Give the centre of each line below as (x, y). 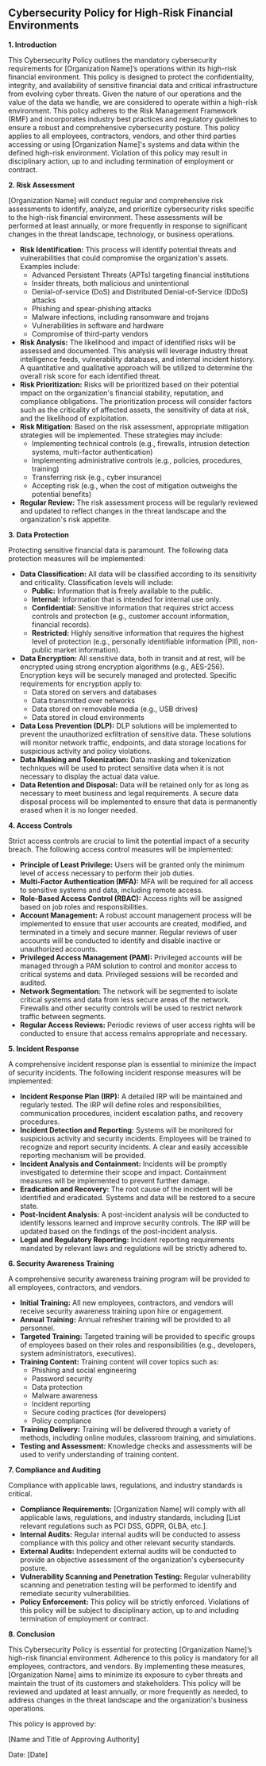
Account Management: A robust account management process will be (136, 915)
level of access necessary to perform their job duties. (107, 873)
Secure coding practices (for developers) (99, 1412)
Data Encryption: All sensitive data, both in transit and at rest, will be (132, 658)
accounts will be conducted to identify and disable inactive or (120, 941)
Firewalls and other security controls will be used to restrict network (131, 1008)
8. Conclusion (32, 1633)
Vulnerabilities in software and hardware (98, 325)
